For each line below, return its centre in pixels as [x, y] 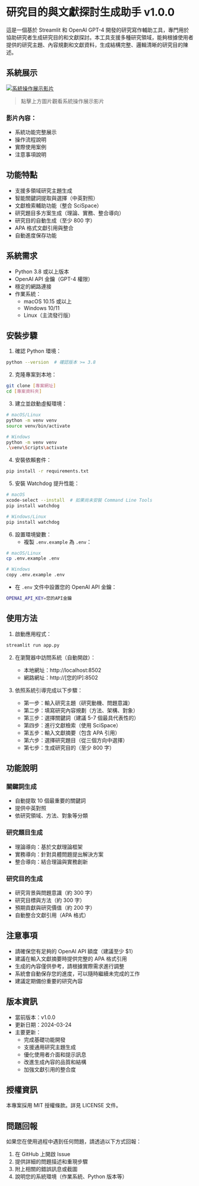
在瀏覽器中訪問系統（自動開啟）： [55, 657]
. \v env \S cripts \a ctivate [37, 448]
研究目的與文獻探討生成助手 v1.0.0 [91, 12]
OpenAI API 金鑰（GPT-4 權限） [54, 279]
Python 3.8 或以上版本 [42, 271]
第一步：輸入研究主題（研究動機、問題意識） [78, 703]
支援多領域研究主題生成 [43, 190]
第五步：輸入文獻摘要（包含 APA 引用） [72, 733]
